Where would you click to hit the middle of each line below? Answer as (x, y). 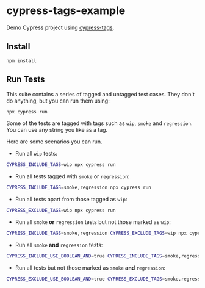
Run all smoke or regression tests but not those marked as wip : (93, 222)
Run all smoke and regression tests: (59, 245)
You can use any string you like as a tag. (57, 130)
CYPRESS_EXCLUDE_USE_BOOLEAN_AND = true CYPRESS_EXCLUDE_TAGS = (86, 279)
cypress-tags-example (66, 11)
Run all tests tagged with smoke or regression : (72, 176)
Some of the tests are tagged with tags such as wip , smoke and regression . (99, 123)
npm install (21, 61)
